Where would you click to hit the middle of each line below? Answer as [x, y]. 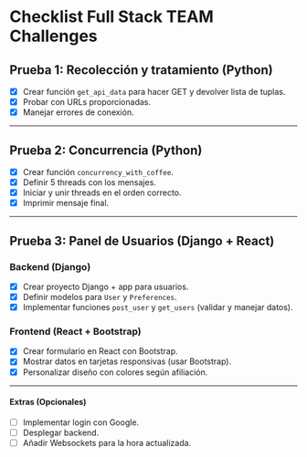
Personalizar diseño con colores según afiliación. [115, 372]
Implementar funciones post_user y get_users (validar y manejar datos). [158, 307]
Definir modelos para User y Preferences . [100, 297]
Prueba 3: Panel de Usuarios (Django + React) [142, 240]
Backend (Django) [50, 266]
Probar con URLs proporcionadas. [86, 102]
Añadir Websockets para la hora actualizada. [107, 442]
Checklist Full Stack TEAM [112, 17]
